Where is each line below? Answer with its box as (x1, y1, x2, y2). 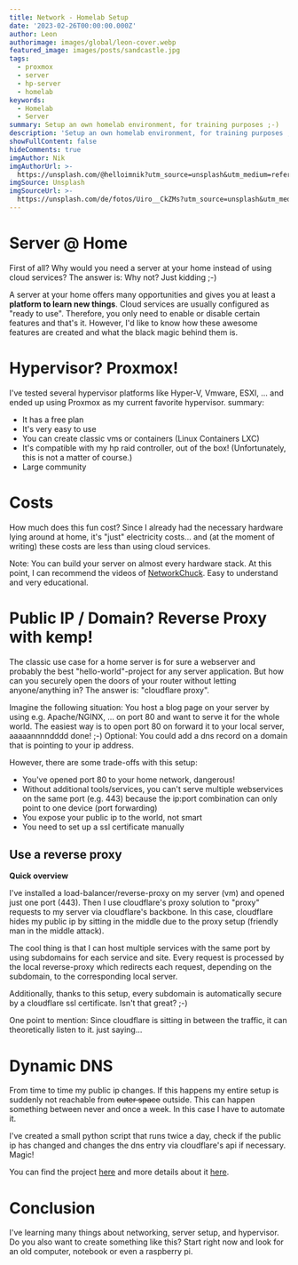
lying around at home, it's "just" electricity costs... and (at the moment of (9, 531, 275, 542)
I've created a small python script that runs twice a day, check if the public (9, 1131, 282, 1141)
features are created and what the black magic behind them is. (9, 326, 239, 338)
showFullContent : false (9, 137, 98, 146)
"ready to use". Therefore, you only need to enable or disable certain (9, 308, 260, 318)
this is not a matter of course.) (21, 452, 133, 462)
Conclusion (9, 1197, 96, 1218)
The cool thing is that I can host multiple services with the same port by (9, 943, 271, 954)
